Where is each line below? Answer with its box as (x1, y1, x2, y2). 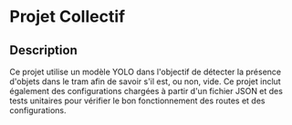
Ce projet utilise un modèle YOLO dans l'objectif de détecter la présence (9, 66, 281, 77)
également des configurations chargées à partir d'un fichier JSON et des (9, 86, 283, 96)
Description (9, 43, 78, 58)
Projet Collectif (9, 6, 126, 27)
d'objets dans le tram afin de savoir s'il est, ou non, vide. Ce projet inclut (9, 76, 281, 87)
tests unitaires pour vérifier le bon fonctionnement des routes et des (9, 95, 266, 106)
